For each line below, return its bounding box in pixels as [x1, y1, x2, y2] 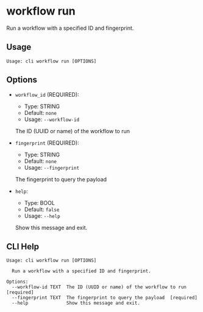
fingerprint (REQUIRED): [15, 139, 79, 147]
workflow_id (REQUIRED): [15, 91, 79, 98]
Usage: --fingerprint [24, 164, 80, 171]
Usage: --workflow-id [24, 116, 80, 123]
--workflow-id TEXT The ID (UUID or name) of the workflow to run [12, 284, 187, 290]
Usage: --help [24, 212, 60, 220]
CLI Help [6, 241, 40, 252]
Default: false [24, 206, 60, 213]
